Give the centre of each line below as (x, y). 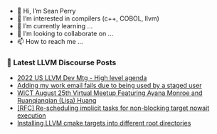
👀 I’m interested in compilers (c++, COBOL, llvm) (88, 18)
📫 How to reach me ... (50, 41)
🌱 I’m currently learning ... (55, 26)
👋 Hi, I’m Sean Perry (46, 11)
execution (32, 116)
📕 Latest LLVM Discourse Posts (62, 62)
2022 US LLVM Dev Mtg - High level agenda (82, 78)
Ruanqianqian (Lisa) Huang (57, 101)
